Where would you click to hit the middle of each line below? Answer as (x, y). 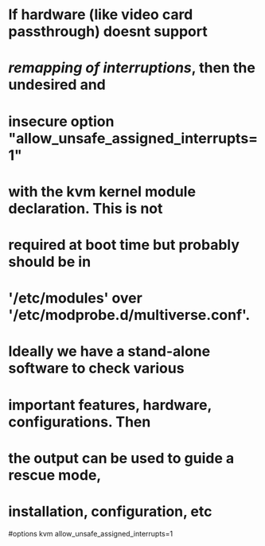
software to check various (96, 369)
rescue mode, (55, 475)
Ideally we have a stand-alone (109, 351)
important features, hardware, (110, 405)
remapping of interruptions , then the (132, 68)
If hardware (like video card (101, 15)
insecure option (61, 121)
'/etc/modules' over (76, 298)
